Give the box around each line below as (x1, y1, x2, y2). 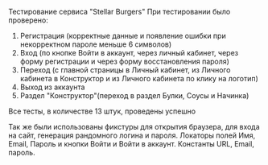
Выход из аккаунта (19, 82, 85, 92)
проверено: (8, 15, 48, 25)
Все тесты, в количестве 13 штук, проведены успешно (8, 106, 196, 116)
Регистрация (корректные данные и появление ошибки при (19, 31, 227, 40)
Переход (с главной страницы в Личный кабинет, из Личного (19, 65, 231, 75)
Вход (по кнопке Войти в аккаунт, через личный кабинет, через (19, 48, 239, 57)
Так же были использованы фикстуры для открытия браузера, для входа (8, 122, 260, 131)
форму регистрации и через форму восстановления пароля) (19, 56, 229, 66)
